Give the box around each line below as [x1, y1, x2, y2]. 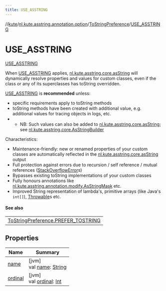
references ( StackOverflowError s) [12, 167, 82, 173]
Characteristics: [5, 136, 38, 142]
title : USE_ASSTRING [5, 7, 48, 12]
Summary [35, 249, 60, 256]
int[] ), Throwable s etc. [12, 193, 61, 200]
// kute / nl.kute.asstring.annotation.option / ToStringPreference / [5, 21, 131, 27]
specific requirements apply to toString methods [12, 100, 112, 106]
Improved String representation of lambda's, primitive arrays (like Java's [12, 188, 161, 194]
